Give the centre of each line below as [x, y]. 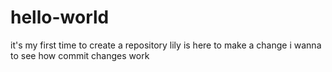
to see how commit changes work [80, 55]
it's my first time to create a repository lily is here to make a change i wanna [166, 45]
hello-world [60, 17]
